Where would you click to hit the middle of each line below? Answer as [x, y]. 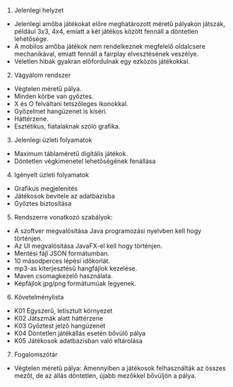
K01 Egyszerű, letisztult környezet [63, 311]
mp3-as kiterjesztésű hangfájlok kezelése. [76, 268]
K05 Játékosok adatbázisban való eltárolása [78, 341]
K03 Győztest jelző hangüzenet [60, 326]
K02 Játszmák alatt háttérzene [59, 318]
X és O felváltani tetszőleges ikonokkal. [71, 104]
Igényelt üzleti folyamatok [52, 175]
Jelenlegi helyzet [39, 10]
